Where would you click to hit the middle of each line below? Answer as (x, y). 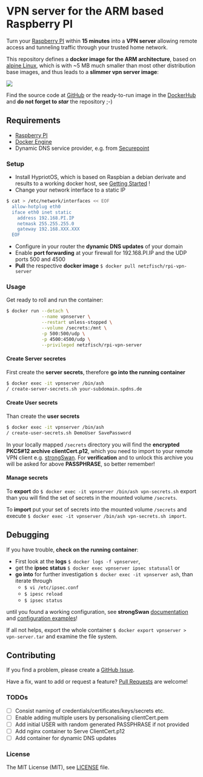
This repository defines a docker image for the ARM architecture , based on (101, 59)
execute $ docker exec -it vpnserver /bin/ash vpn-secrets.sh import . (96, 516)
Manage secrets (27, 478)
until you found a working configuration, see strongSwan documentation (97, 611)
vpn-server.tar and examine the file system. (62, 636)
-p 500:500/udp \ (63, 334)
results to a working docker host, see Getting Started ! (82, 184)
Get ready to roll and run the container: (55, 300)
